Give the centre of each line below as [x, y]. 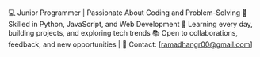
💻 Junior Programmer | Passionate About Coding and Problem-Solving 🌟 [128, 13]
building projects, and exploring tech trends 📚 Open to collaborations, [123, 33]
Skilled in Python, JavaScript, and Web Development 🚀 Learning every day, [131, 24]
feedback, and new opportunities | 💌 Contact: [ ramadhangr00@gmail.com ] [130, 44]
